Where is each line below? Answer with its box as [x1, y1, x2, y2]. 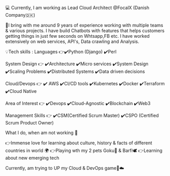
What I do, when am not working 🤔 [5, 130, 78, 136]
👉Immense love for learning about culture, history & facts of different [5, 140, 152, 146]
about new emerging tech [5, 155, 60, 161]
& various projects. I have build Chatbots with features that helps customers [5, 28, 165, 34]
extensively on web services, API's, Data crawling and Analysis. [5, 38, 139, 44]
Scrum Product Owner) [5, 120, 54, 125]
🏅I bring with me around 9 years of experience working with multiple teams [5, 22, 163, 28]
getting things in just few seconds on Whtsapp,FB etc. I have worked [5, 33, 150, 39]
